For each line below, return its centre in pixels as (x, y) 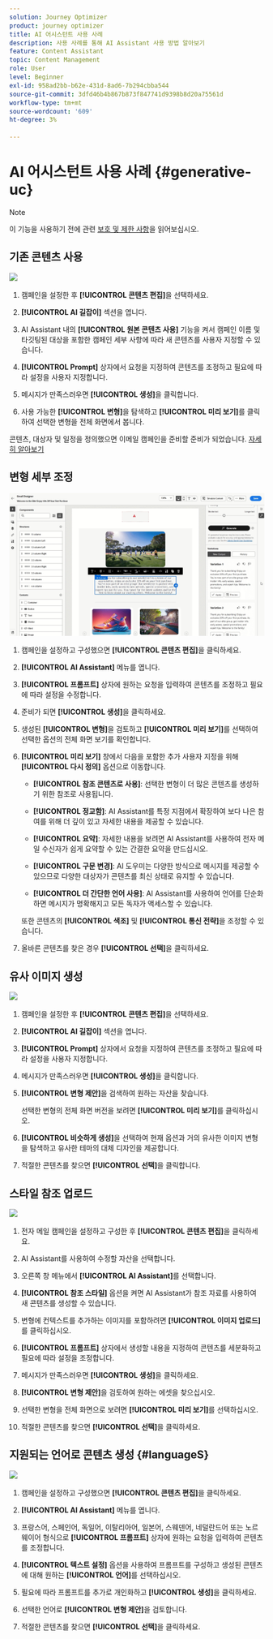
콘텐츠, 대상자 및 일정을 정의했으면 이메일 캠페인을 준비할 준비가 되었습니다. (128, 439)
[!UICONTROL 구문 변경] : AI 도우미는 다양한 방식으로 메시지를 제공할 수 (146, 866)
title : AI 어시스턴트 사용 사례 (56, 34)
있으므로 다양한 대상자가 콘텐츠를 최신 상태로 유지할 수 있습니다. (133, 876)
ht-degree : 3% (33, 120)
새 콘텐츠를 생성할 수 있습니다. (68, 1303)
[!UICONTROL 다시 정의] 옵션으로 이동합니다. (93, 767)
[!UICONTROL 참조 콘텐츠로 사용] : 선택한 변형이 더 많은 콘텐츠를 (135, 784)
